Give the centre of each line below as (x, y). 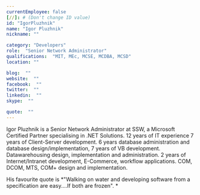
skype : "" (20, 101)
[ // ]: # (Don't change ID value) (48, 18)
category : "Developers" (36, 45)
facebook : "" (24, 84)
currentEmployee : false (36, 12)
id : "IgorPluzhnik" (31, 23)
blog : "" (19, 73)
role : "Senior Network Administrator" (57, 51)
